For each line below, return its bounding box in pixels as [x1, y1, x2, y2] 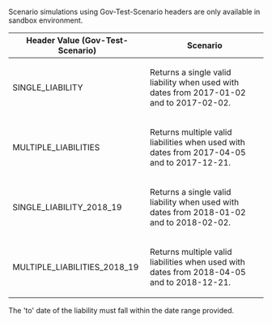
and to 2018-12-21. [149, 277, 232, 287]
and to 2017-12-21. [149, 157, 232, 168]
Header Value [25, 35, 80, 45]
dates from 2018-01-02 [149, 207, 246, 217]
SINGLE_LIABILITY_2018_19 [12, 202, 122, 213]
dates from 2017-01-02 [149, 87, 246, 98]
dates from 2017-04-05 [149, 147, 246, 157]
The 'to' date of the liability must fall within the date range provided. [8, 306, 235, 315]
